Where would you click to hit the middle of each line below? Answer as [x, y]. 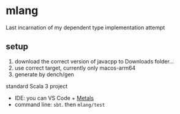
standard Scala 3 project [37, 86]
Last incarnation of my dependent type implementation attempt [85, 27]
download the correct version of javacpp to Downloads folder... [94, 61]
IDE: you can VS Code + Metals [54, 98]
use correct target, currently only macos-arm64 [75, 68]
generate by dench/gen [44, 74]
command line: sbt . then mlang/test [60, 104]
